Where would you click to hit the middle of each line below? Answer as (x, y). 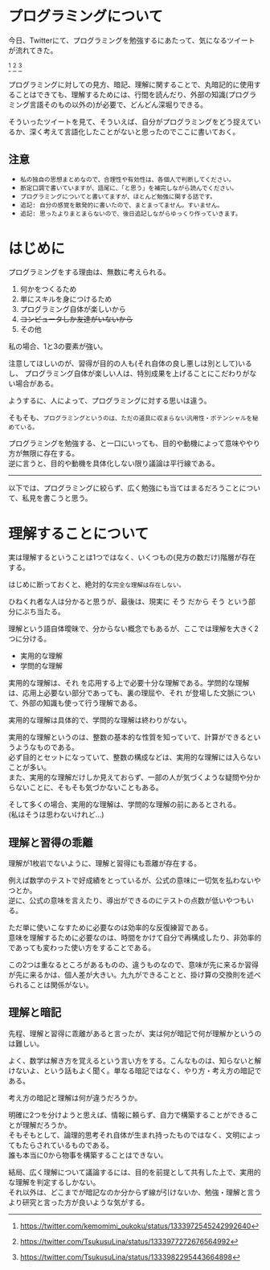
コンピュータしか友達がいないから (76, 319)
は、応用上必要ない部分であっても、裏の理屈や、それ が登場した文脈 (121, 693)
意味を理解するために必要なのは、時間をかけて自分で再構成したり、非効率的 (135, 938)
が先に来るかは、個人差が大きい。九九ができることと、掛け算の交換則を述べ (135, 975)
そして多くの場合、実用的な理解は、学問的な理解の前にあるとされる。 (125, 805)
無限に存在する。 (50, 453)
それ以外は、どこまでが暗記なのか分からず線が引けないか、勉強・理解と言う (135, 1192)
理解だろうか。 (47, 1125)
